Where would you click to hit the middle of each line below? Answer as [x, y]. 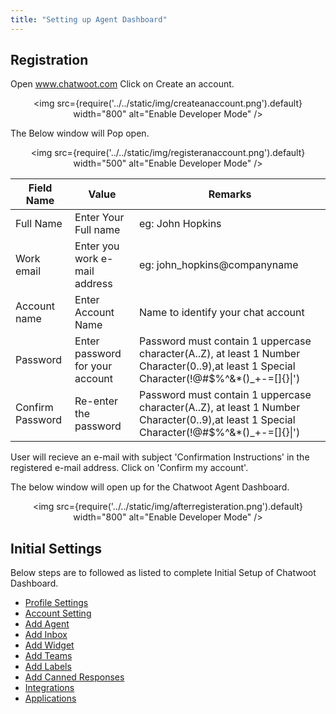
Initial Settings [56, 548]
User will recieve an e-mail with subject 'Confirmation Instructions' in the [160, 457]
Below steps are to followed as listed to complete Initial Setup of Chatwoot [163, 573]
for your [93, 366]
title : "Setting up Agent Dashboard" [89, 19]
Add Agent [47, 624]
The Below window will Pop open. [80, 133]
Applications [50, 698]
